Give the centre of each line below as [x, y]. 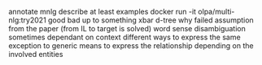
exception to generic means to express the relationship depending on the [131, 46]
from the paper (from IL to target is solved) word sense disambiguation [127, 28]
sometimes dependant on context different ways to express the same [125, 37]
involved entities [36, 54]
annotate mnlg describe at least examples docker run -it [103, 12]
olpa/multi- [216, 12]
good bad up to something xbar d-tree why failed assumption [151, 20]
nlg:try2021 [27, 20]
